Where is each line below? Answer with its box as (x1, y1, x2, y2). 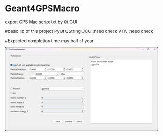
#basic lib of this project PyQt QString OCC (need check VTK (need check (5, 28, 154, 34)
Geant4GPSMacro (5, 3, 80, 14)
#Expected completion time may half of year (5, 37, 94, 44)
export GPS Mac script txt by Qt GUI (5, 19, 78, 25)
